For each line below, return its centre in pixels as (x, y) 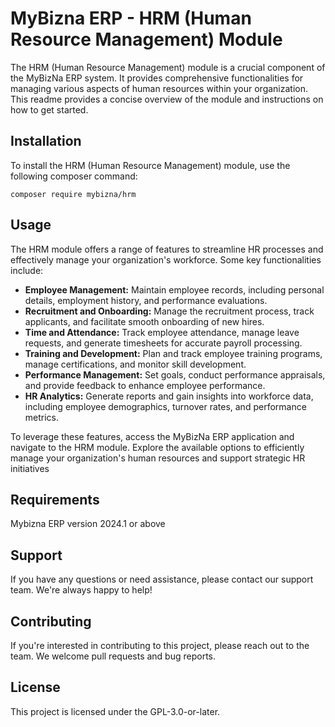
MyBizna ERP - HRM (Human (131, 18)
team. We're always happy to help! (81, 590)
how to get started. (49, 109)
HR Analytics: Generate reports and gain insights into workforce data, (169, 396)
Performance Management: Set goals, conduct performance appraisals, (175, 374)
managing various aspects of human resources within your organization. (159, 88)
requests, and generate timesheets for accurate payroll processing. (163, 343)
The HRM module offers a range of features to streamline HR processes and (167, 249)
